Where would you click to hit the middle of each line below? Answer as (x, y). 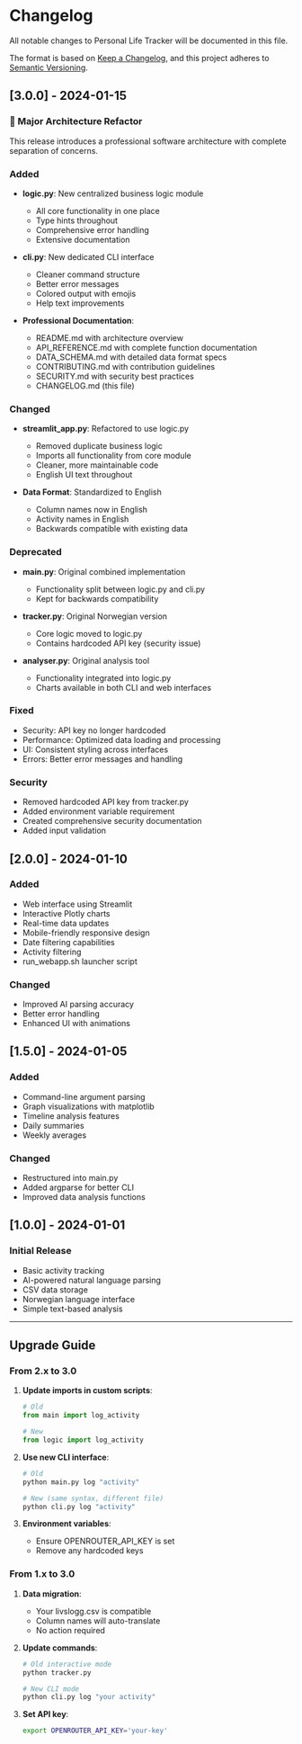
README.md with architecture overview (110, 337)
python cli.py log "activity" (79, 1507)
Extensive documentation (83, 239)
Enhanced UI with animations (76, 1024)
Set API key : (45, 1714)
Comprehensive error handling (93, 229)
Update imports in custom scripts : (87, 1391)
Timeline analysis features (71, 1115)
